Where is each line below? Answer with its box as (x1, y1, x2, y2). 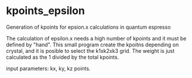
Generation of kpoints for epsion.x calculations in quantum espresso (6, 23, 171, 30)
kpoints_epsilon (6, 4, 85, 18)
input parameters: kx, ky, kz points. (6, 65, 91, 72)
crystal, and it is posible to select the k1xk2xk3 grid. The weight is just (6, 47, 175, 54)
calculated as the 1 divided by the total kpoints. (6, 53, 119, 60)
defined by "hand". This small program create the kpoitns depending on (6, 41, 179, 48)
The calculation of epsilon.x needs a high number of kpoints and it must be (6, 35, 187, 42)
